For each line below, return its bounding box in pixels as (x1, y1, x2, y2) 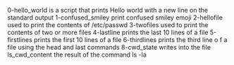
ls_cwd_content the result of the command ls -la (7, 50, 147, 59)
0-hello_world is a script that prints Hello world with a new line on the (7, 6, 209, 14)
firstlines (7, 36, 33, 44)
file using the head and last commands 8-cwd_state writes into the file (7, 43, 211, 51)
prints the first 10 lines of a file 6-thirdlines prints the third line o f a (34, 36, 228, 44)
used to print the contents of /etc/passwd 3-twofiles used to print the (7, 21, 209, 29)
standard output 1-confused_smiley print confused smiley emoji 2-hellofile (7, 13, 223, 22)
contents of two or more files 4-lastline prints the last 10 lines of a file (7, 28, 209, 36)
